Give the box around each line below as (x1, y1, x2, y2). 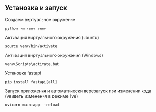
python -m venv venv (5, 26, 47, 31)
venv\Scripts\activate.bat (5, 61, 59, 67)
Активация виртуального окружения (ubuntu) (5, 34, 99, 40)
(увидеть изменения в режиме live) (5, 93, 78, 98)
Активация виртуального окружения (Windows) (5, 52, 104, 58)
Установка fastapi (5, 70, 41, 76)
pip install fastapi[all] (5, 79, 57, 84)
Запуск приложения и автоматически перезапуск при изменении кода (5, 88, 152, 94)
